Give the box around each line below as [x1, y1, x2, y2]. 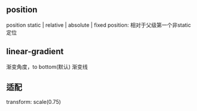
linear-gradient [6, 47, 64, 57]
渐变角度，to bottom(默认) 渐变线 [6, 63, 88, 70]
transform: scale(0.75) [6, 98, 61, 106]
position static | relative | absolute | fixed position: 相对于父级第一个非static [6, 21, 192, 29]
